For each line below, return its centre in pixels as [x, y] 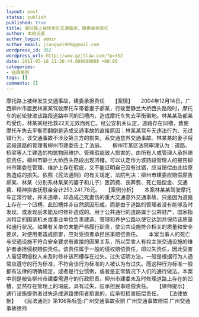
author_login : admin [32, 39]
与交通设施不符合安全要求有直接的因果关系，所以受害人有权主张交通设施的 [97, 241]
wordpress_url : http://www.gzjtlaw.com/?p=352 [65, 56]
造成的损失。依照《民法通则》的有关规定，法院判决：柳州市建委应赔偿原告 [102, 175]
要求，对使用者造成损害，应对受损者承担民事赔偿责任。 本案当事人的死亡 [98, 234]
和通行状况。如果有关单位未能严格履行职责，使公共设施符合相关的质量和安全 [99, 227]
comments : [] [22, 84]
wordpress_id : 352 [29, 50]
